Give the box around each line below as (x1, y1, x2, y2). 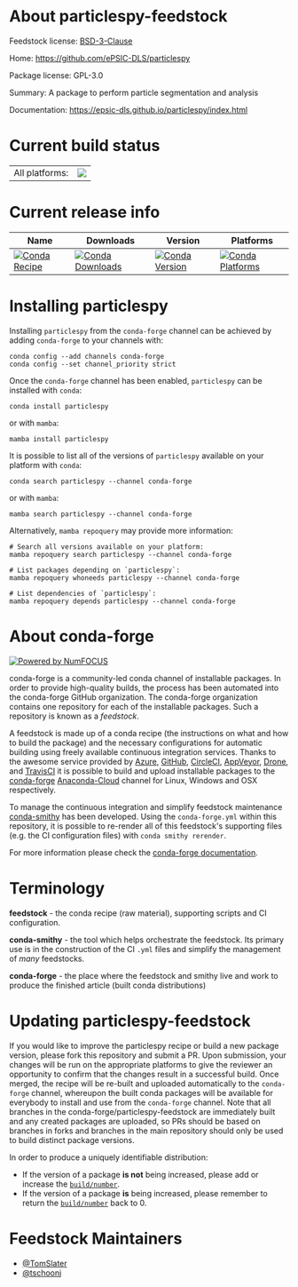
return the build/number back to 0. (21, 1197, 147, 1208)
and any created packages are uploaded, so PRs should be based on (9, 1116, 261, 1126)
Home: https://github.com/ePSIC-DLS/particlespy (9, 52, 191, 63)
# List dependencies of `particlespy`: (9, 589, 157, 598)
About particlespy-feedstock (9, 6, 228, 27)
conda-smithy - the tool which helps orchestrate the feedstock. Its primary (9, 934, 285, 945)
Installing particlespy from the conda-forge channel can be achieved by (9, 325, 272, 336)
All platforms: (13, 166, 69, 179)
